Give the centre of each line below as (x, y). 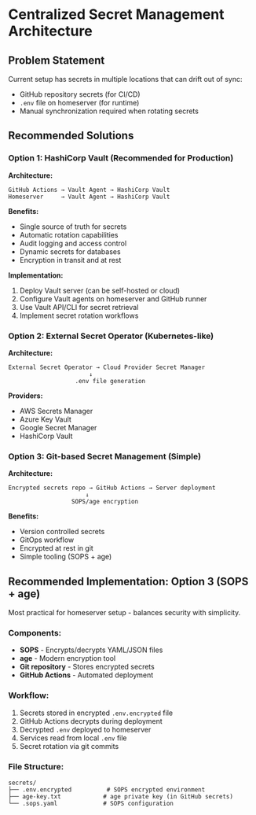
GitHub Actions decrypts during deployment (91, 721)
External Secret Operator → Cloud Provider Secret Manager (107, 367)
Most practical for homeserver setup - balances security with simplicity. (124, 613)
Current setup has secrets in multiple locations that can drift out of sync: (125, 79)
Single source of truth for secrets (73, 227)
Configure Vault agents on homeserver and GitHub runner (113, 299)
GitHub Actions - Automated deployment (86, 675)
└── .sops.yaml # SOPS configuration (91, 803)
